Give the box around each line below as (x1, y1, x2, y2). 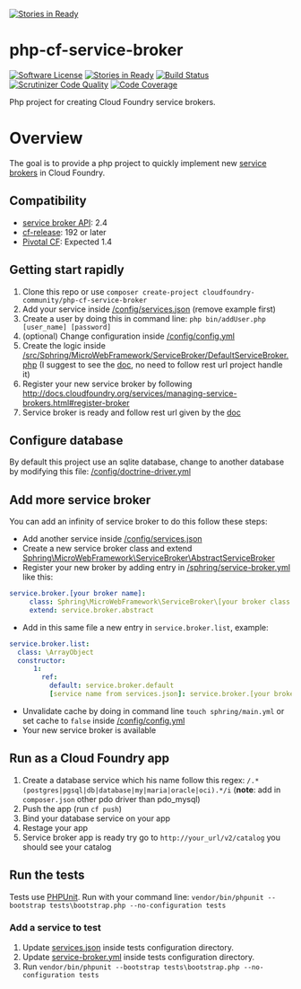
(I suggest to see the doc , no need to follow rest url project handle (39, 359, 284, 370)
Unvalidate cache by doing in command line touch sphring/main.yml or (21, 705, 285, 716)
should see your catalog (21, 841, 112, 852)
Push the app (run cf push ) (21, 803, 123, 814)
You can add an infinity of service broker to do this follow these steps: (9, 517, 268, 527)
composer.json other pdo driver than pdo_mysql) (21, 793, 201, 804)
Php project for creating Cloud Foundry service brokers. (9, 96, 217, 107)
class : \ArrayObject (17, 648, 94, 657)
